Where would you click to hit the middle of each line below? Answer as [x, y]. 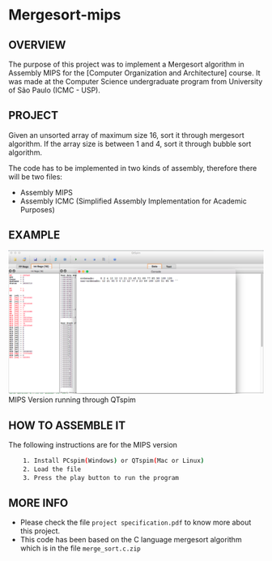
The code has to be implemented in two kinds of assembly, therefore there [133, 168]
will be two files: [36, 177]
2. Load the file [52, 469]
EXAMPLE [34, 236]
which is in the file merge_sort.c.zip [81, 548]
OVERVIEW [37, 45]
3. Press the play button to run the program [101, 477]
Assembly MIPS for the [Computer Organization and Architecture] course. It [134, 73]
